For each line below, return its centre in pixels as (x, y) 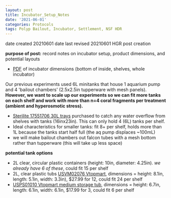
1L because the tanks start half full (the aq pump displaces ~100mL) (84, 132)
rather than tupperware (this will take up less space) (67, 143)
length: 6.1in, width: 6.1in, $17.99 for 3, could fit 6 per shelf (73, 190)
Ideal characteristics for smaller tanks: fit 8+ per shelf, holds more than (87, 127)
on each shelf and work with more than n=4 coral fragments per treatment (86, 101)
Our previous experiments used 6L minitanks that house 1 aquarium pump (83, 84)
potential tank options (29, 153)
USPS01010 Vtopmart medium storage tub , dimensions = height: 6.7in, (87, 185)
